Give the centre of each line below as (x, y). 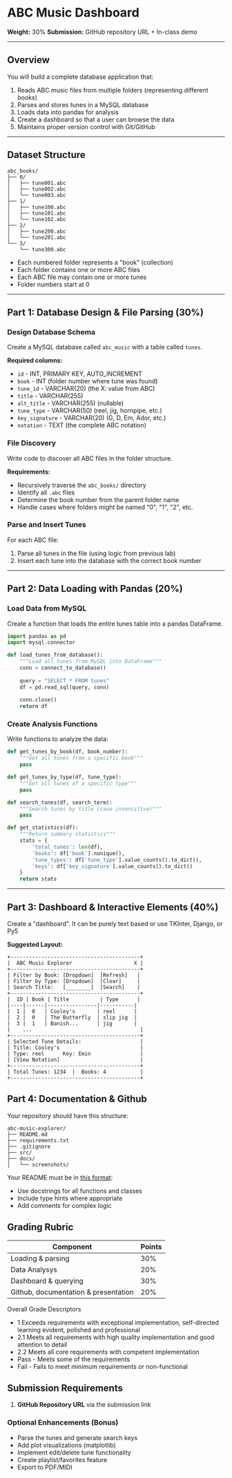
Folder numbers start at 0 (53, 284)
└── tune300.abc (43, 249)
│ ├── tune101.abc (37, 213)
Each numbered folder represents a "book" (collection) (95, 262)
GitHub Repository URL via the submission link (84, 1405)
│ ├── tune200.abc (37, 231)
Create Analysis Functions (52, 724)
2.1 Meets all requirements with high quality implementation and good (116, 1337)
